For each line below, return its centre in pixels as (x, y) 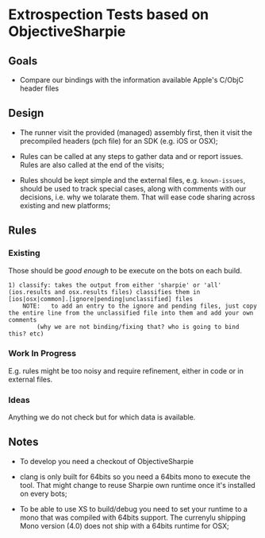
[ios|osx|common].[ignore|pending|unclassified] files (101, 299)
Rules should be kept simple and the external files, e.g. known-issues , (132, 180)
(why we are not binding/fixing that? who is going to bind (138, 327)
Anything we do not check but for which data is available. (102, 417)
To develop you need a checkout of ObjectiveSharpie (107, 461)
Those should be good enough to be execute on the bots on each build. (125, 270)
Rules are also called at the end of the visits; (92, 164)
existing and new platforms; (65, 205)
